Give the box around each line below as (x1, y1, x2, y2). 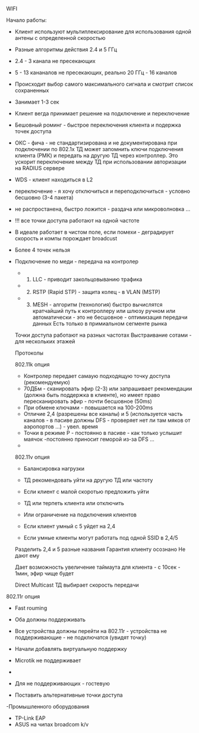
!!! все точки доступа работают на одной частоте (14, 217, 140, 224)
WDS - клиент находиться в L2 (14, 176, 93, 183)
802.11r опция (6, 593, 40, 600)
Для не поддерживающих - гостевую (14, 680, 110, 687)
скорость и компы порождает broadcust (14, 235, 118, 242)
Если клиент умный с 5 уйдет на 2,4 (23, 523, 116, 530)
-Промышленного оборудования (6, 703, 90, 710)
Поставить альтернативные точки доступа (14, 691, 123, 698)
